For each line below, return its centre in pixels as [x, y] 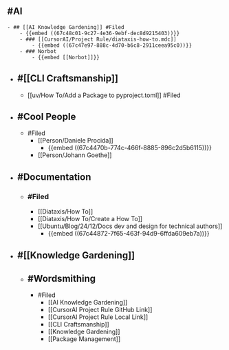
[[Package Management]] [84, 339]
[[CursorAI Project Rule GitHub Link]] [100, 310]
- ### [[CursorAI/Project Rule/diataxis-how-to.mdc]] [98, 39]
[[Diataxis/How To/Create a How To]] [90, 219]
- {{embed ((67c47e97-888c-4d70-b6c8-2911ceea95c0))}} [112, 45]
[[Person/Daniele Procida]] [75, 141]
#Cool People [46, 117]
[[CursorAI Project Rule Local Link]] [98, 317]
